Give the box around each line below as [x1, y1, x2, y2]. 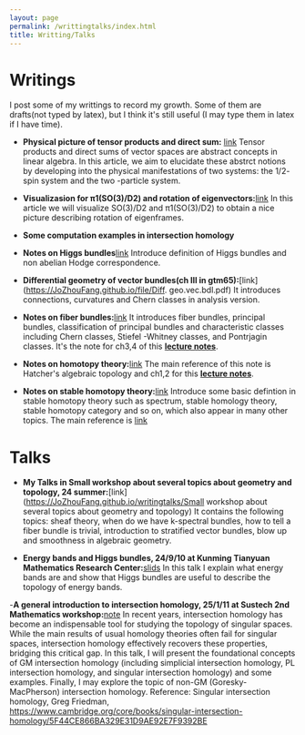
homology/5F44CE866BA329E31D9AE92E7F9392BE [9, 716, 208, 727]
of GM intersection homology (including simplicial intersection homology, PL [9, 658, 296, 669]
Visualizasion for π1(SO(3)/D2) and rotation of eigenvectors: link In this [22, 193, 294, 204]
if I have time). [9, 119, 64, 130]
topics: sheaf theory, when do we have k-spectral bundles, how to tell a [22, 516, 291, 526]
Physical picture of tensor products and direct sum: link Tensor [22, 137, 266, 148]
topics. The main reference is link [22, 415, 148, 426]
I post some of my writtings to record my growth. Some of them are [9, 99, 262, 110]
